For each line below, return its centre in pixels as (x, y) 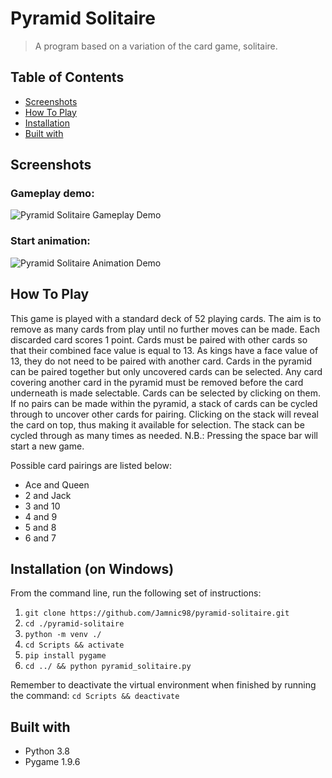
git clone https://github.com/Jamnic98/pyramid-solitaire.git (157, 613)
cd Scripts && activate (74, 645)
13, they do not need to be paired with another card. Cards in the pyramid (161, 361)
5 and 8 (40, 527)
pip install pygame (65, 656)
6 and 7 (40, 538)
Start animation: (50, 241)
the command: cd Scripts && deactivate (95, 696)
